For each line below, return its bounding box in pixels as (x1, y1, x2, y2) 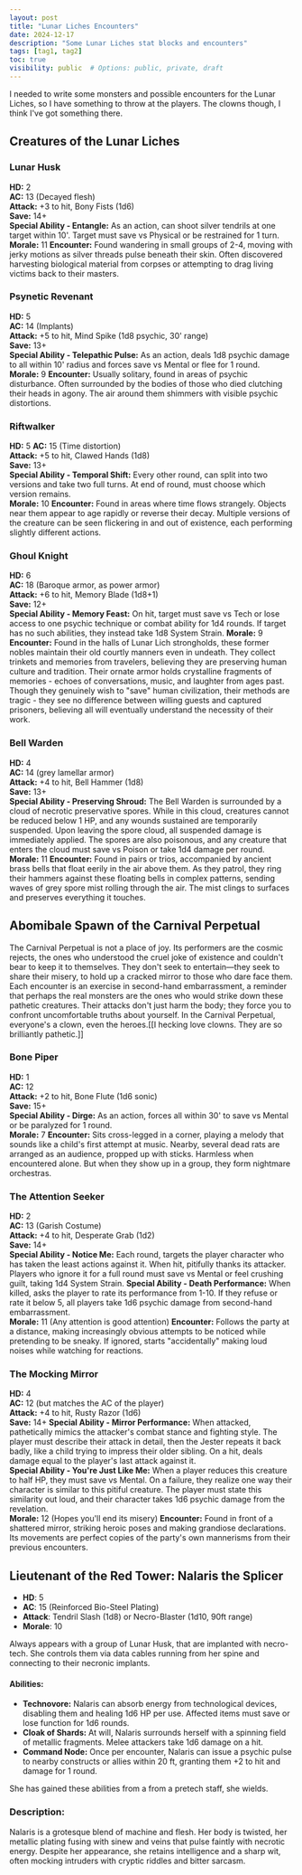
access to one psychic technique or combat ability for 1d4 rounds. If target (9, 618, 287, 629)
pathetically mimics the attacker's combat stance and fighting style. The (9, 1427, 278, 1437)
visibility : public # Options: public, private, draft (9, 64, 224, 73)
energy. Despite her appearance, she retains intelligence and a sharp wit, (9, 1845, 281, 1856)
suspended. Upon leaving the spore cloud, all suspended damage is (9, 824, 262, 835)
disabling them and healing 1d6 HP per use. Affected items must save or (22, 1708, 290, 1719)
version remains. (9, 489, 71, 500)
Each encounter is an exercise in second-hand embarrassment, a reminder (9, 980, 288, 991)
